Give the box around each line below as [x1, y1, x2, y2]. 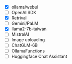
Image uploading [11, 37, 45, 43]
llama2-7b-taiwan [11, 26, 47, 32]
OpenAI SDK [11, 10, 36, 16]
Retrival [11, 15, 27, 21]
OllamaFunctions [11, 48, 45, 54]
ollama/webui [11, 4, 38, 10]
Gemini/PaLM [11, 20, 39, 26]
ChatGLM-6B [11, 42, 38, 48]
